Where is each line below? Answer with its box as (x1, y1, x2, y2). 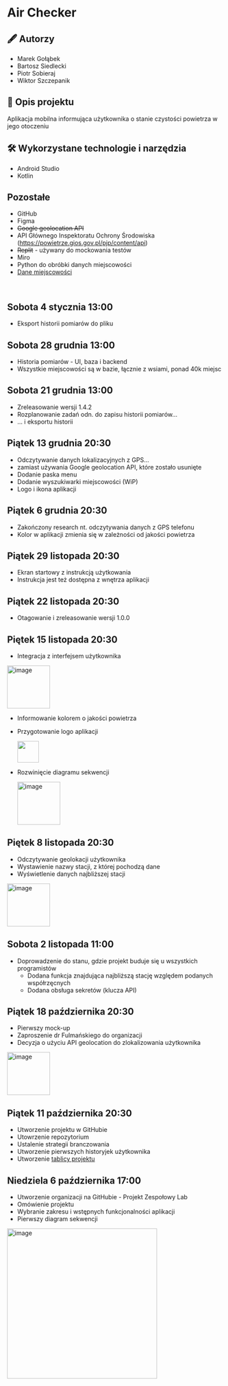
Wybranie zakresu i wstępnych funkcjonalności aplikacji (16, 1208, 175, 1216)
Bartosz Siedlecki (16, 62, 66, 70)
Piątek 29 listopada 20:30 (7, 550, 120, 562)
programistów (16, 964, 57, 972)
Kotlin (16, 172, 34, 180)
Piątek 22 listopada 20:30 (7, 595, 120, 607)
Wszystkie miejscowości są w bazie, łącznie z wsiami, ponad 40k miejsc (16, 365, 222, 373)
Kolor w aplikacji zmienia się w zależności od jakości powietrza (16, 530, 195, 538)
